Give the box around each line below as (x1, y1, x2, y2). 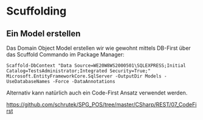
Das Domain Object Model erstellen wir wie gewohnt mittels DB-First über (6, 44, 191, 52)
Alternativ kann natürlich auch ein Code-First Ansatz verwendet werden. (6, 89, 188, 96)
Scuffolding (6, 4, 67, 18)
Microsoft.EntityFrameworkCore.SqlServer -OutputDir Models (6, 73, 162, 79)
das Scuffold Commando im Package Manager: (6, 51, 125, 58)
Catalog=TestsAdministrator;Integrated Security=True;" (6, 68, 151, 74)
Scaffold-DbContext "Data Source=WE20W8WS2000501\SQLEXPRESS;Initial (6, 62, 187, 68)
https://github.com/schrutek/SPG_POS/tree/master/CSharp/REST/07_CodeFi (6, 101, 197, 108)
